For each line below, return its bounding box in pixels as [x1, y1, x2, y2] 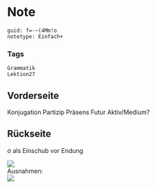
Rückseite [7, 128, 52, 140]
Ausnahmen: [7, 167, 44, 175]
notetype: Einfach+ [7, 33, 64, 40]
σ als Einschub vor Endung [7, 146, 84, 154]
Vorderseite [7, 89, 59, 101]
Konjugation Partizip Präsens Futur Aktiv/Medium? [7, 108, 150, 116]
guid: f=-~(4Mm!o [7, 27, 57, 34]
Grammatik [7, 65, 36, 72]
